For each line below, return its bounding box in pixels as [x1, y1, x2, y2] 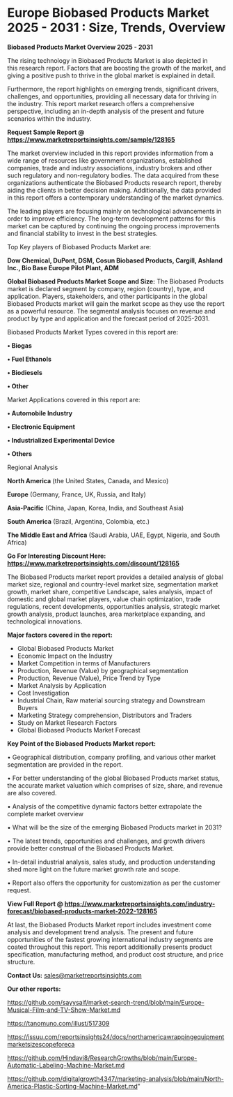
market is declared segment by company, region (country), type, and [7, 284, 204, 293]
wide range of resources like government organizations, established [7, 156, 202, 165]
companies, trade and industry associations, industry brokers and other [7, 163, 212, 172]
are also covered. [7, 788, 57, 797]
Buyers [17, 703, 38, 712]
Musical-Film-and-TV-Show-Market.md [7, 1006, 121, 1014]
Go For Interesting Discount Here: [7, 552, 106, 560]
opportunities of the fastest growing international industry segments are [7, 935, 214, 943]
